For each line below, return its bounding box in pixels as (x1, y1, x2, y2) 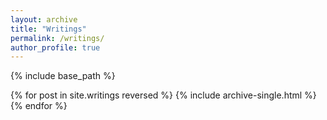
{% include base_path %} (10, 70, 116, 82)
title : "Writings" (10, 24, 87, 34)
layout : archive (10, 14, 78, 25)
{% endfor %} (10, 100, 68, 112)
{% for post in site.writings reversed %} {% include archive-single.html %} (10, 89, 317, 101)
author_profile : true (10, 42, 101, 53)
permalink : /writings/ (10, 33, 105, 43)
